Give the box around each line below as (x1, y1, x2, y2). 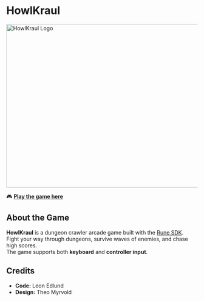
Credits (6, 266, 35, 276)
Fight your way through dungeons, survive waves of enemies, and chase (6, 235, 188, 242)
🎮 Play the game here (6, 193, 64, 200)
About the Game (6, 213, 70, 223)
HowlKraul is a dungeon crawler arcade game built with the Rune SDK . (6, 228, 184, 236)
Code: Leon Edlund (15, 282, 64, 289)
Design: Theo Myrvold (15, 288, 72, 295)
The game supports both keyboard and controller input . (6, 248, 148, 255)
